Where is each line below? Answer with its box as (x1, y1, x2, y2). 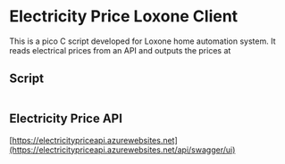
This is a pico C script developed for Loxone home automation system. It (9, 36, 276, 46)
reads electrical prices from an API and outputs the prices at (9, 45, 231, 55)
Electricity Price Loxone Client (9, 6, 239, 27)
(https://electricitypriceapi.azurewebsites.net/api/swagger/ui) (9, 144, 236, 155)
